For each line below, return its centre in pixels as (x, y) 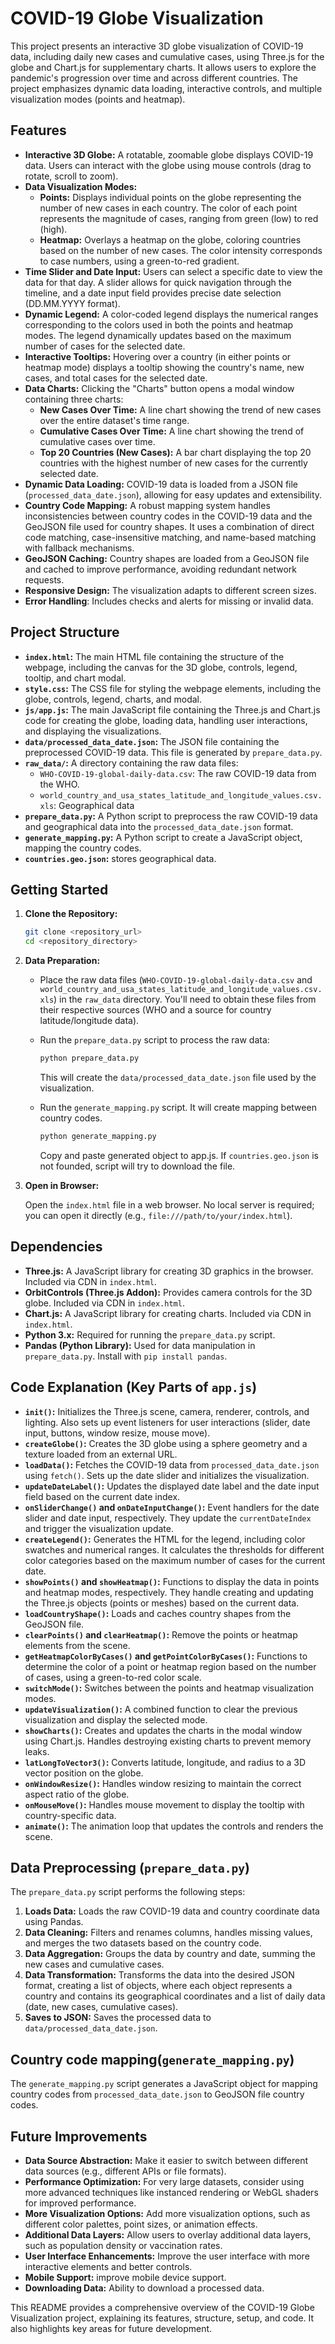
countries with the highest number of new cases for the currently (173, 463)
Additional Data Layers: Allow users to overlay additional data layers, (168, 2234)
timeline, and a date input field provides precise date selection (153, 293)
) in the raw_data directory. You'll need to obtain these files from (185, 999)
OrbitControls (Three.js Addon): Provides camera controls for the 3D (168, 1292)
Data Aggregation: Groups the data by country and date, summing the (170, 1954)
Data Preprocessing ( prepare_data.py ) (130, 1867)
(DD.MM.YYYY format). (72, 303)
